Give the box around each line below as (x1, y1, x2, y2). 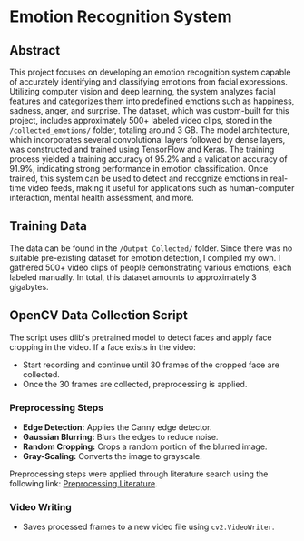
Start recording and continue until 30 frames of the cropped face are (22, 359, 279, 370)
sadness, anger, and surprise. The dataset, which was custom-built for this (9, 105, 289, 115)
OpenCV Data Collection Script (9, 307, 188, 324)
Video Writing (9, 500, 73, 513)
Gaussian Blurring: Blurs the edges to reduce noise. (22, 431, 219, 442)
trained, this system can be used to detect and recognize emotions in (9, 173, 269, 184)
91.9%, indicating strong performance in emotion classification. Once (9, 164, 269, 174)
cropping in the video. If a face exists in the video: (9, 341, 197, 352)
